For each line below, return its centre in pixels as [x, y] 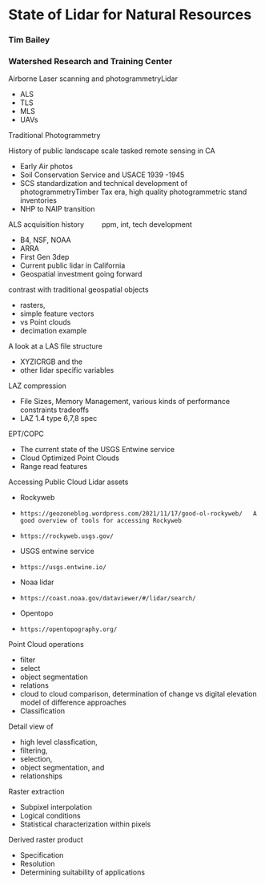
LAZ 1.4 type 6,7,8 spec [58, 418]
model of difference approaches [73, 702]
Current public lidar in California [72, 265]
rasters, [32, 305]
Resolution [37, 864]
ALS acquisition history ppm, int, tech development [100, 224]
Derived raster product [46, 840]
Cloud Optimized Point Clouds [70, 458]
